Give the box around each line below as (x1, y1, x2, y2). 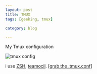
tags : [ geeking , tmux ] (5, 16, 53, 21)
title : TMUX (5, 12, 30, 17)
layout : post (5, 7, 33, 12)
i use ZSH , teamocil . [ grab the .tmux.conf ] (5, 63, 92, 69)
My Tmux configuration (5, 43, 54, 50)
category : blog (5, 25, 37, 30)
